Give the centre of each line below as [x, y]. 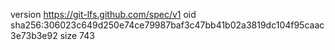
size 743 [77, 35]
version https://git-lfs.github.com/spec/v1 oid [103, 14]
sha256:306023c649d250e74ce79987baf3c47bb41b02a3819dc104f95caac [167, 25]
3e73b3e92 [34, 35]
